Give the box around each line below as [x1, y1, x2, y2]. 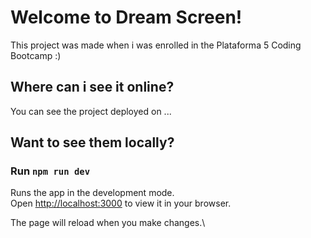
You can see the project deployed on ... [10, 105, 172, 117]
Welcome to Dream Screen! [10, 6, 243, 29]
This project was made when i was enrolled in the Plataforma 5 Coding [10, 39, 302, 51]
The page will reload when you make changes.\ [10, 217, 206, 229]
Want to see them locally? [10, 134, 175, 151]
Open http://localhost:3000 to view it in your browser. [10, 197, 232, 210]
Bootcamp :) [10, 49, 62, 61]
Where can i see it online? [10, 79, 175, 96]
